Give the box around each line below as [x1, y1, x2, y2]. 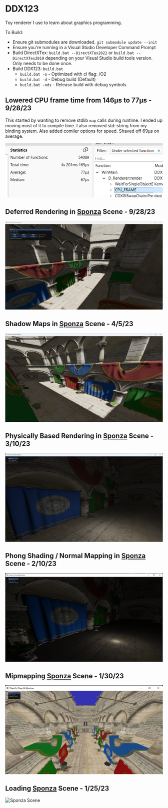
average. [5, 133, 23, 139]
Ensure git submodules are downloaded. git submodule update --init [12, 39, 157, 45]
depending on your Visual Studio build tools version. [44, 55, 153, 61]
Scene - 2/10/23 [5, 560, 56, 568]
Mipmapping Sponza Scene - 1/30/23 [5, 672, 124, 680]
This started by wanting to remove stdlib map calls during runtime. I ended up [5, 117, 163, 123]
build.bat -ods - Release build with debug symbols [19, 81, 126, 88]
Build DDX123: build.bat [12, 66, 63, 72]
